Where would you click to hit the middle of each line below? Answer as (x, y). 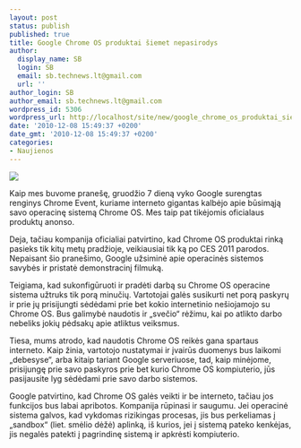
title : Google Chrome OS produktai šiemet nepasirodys (114, 43)
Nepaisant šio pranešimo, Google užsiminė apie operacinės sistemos (137, 258)
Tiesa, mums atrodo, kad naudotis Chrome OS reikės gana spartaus (134, 340)
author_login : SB (42, 92)
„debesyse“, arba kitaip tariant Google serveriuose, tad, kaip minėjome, (140, 359)
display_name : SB (50, 59)
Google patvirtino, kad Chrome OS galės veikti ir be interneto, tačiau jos (142, 396)
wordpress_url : (38, 117)
